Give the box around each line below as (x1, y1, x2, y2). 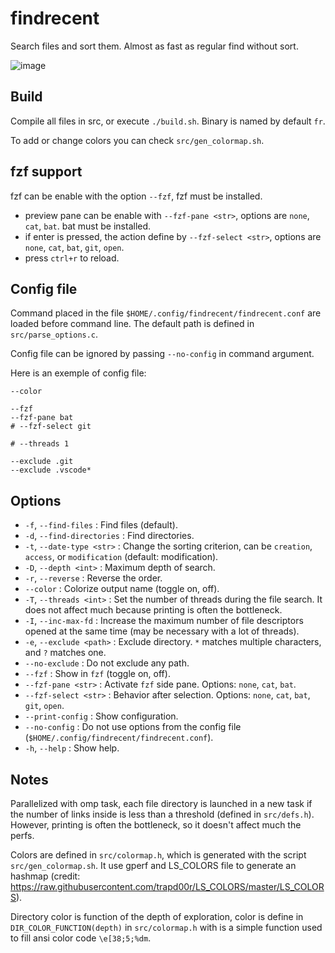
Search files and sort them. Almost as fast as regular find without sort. (10, 40, 299, 52)
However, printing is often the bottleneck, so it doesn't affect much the (10, 819, 302, 831)
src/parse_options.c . (10, 328, 99, 341)
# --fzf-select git (10, 422, 92, 432)
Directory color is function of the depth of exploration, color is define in (10, 911, 304, 922)
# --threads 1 (10, 439, 70, 449)
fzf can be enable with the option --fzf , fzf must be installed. (10, 190, 263, 202)
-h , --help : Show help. (24, 742, 120, 754)
